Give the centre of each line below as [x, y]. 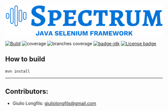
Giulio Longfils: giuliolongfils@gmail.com [54, 104]
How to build [25, 59]
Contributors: [27, 91]
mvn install [17, 72]
